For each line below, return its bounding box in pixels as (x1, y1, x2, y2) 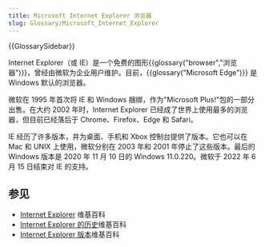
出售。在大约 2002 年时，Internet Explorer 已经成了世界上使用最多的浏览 (8, 105, 248, 114)
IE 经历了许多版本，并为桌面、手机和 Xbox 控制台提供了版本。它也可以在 (8, 131, 248, 141)
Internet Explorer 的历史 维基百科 (19, 220, 126, 229)
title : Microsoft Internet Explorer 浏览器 (8, 11, 152, 20)
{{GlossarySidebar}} (8, 41, 76, 50)
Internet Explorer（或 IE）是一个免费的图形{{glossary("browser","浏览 (8, 58, 238, 67)
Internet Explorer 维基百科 (19, 209, 106, 220)
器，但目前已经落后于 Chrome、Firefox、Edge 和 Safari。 (8, 114, 198, 124)
